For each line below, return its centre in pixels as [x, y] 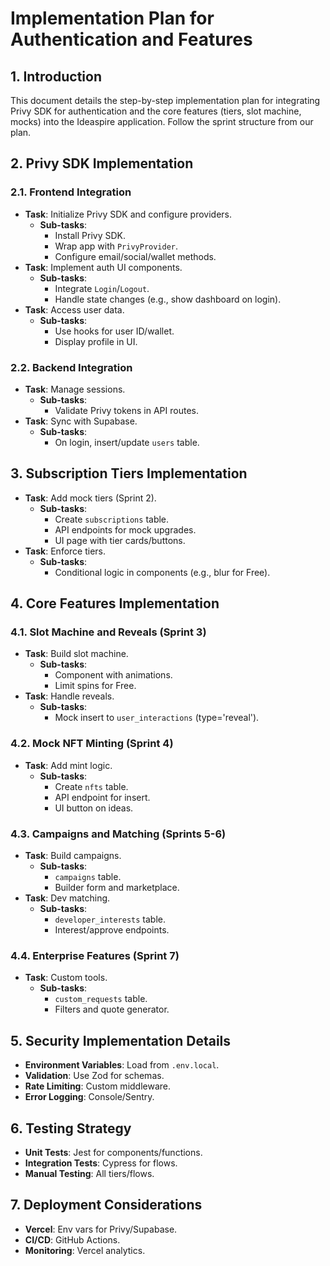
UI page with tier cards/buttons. [120, 540]
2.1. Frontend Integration [71, 192]
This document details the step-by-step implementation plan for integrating [165, 100]
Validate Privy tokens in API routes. [126, 410]
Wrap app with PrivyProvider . [116, 246]
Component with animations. [113, 675]
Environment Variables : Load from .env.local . [122, 1065]
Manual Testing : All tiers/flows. [89, 1173]
